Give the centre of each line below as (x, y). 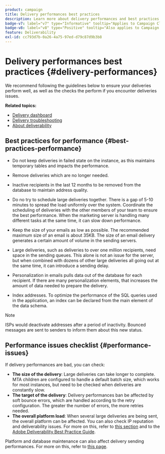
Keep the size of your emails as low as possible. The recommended (81, 230)
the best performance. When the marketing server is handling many (81, 215)
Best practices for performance (54, 141)
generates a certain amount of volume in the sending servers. (75, 240)
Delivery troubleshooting (37, 120)
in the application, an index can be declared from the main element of (82, 300)
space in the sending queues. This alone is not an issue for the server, (83, 255)
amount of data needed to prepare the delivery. (60, 285)
